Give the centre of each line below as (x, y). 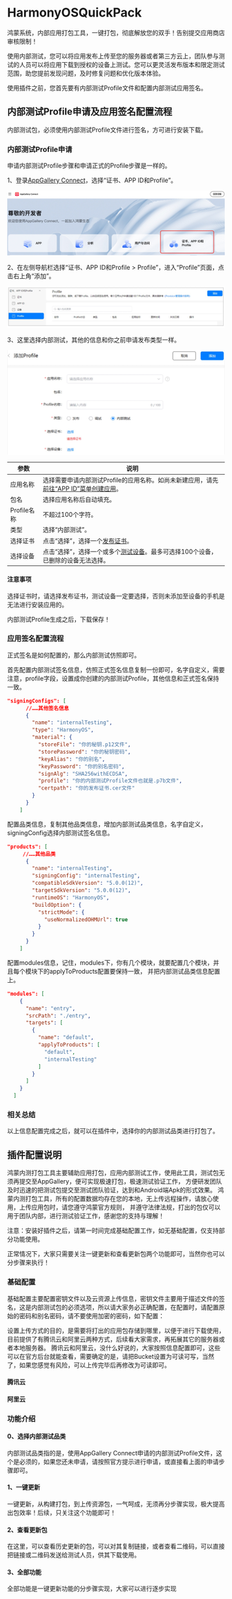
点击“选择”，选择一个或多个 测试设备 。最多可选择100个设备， (130, 551)
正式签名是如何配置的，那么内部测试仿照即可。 (74, 655)
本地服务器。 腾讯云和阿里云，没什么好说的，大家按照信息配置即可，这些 (117, 1348)
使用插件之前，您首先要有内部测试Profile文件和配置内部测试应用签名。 (107, 88)
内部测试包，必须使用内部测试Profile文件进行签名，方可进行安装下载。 (107, 130)
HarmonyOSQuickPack (75, 13)
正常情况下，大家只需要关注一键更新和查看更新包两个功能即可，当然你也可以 (116, 1254)
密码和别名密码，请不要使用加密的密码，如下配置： (91, 1315)
